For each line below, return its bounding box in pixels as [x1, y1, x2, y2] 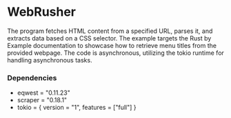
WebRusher [7, 4, 77, 20]
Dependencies [7, 73, 57, 82]
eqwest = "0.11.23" [17, 88, 70, 97]
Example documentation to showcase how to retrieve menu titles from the [7, 41, 217, 49]
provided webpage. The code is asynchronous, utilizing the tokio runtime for [7, 49, 224, 57]
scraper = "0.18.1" [17, 96, 68, 104]
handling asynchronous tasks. [7, 56, 92, 64]
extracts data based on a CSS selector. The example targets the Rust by [7, 34, 212, 42]
